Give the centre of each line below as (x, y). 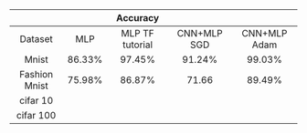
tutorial (138, 45)
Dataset (36, 39)
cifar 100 (37, 115)
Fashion (37, 74)
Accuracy (138, 18)
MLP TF (138, 33)
